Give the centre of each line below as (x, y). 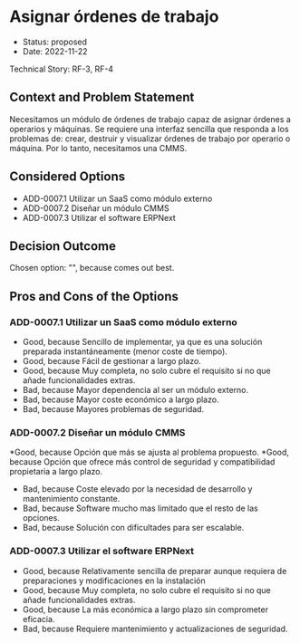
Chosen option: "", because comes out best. (92, 268)
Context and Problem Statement (102, 97)
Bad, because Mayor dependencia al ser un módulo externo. (135, 390)
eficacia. (39, 619)
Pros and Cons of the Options (94, 296)
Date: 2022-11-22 (55, 51)
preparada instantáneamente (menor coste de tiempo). (125, 351)
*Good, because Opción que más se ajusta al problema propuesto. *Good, (150, 452)
